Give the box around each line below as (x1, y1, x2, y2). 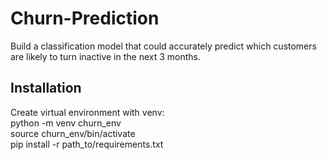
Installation (10, 80, 82, 97)
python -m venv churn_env (10, 117, 122, 129)
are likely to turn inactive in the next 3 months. (10, 50, 202, 62)
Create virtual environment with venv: (10, 106, 165, 118)
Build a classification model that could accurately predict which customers (10, 40, 317, 52)
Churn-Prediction (10, 7, 160, 30)
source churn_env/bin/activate (10, 127, 136, 139)
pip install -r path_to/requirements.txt (10, 138, 164, 150)
